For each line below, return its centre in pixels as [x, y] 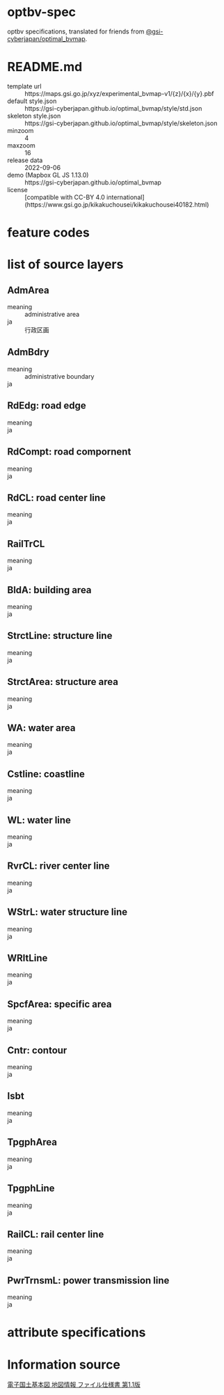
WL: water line [39, 820]
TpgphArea [32, 1142]
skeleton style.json [34, 116]
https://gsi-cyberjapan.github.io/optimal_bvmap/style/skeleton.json [121, 123]
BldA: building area [49, 590]
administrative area [52, 315]
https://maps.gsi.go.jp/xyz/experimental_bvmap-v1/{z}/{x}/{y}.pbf [119, 93]
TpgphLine [31, 1189]
